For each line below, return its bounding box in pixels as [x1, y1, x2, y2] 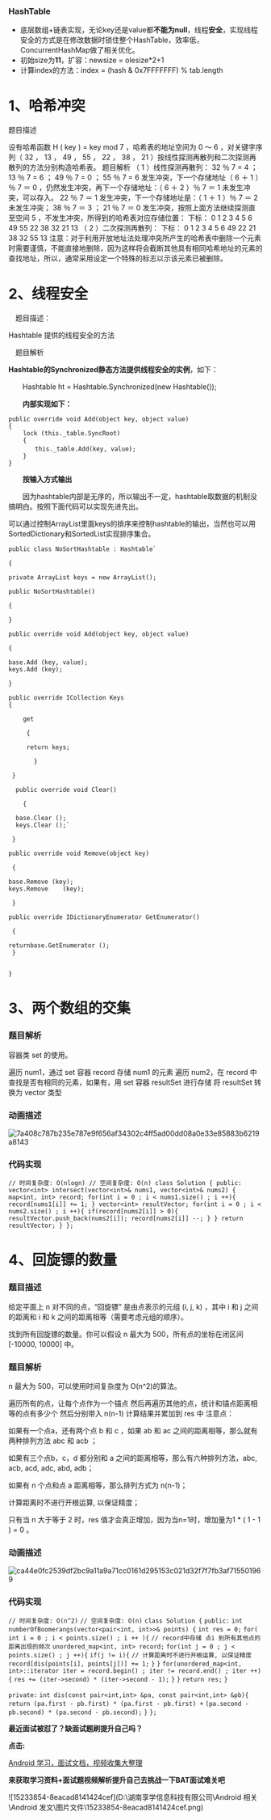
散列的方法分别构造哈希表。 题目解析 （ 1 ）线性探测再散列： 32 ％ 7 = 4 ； [8, 163, 258, 172]
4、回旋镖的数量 [8, 1251, 117, 1269]
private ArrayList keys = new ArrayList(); [8, 574, 157, 582]
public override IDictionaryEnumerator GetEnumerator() [8, 913, 200, 921]
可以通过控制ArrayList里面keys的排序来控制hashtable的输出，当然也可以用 [8, 519, 256, 529]
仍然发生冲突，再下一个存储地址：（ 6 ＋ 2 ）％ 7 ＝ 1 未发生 [45, 183, 244, 193]
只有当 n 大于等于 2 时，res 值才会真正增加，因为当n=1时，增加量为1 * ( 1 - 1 [8, 1515, 261, 1525]
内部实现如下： [23, 399, 73, 409]
